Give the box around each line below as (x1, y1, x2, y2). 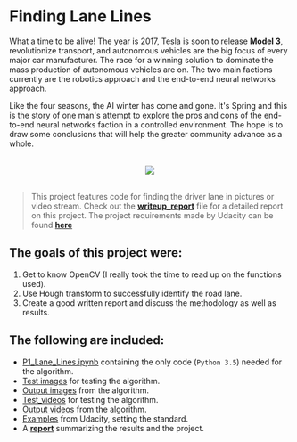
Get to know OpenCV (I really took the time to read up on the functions (21, 269, 283, 280)
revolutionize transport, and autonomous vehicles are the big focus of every (9, 45, 288, 55)
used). (21, 278, 46, 289)
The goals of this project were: (9, 245, 183, 260)
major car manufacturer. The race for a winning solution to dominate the (9, 54, 274, 65)
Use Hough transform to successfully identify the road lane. (21, 288, 243, 299)
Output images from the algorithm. (21, 385, 150, 396)
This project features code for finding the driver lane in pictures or (30, 191, 275, 201)
